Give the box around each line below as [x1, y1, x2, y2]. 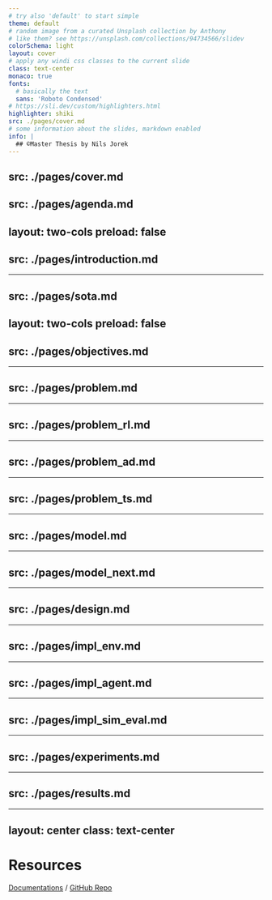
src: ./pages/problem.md [8, 382, 138, 395]
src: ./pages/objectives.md [8, 344, 149, 358]
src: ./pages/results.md [8, 787, 131, 800]
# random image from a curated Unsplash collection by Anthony [8, 27, 227, 35]
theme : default [8, 19, 60, 28]
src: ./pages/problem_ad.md [8, 455, 156, 469]
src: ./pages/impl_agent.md [8, 676, 152, 689]
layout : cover [8, 49, 57, 58]
